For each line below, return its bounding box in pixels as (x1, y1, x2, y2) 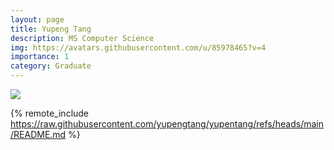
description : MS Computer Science (10, 33, 155, 43)
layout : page (10, 14, 65, 25)
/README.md (10, 129, 67, 140)
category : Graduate (10, 61, 92, 71)
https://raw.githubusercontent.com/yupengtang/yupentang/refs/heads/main (10, 118, 324, 130)
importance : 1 (10, 52, 70, 62)
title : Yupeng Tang (10, 24, 92, 34)
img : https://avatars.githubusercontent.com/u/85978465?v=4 (10, 42, 267, 53)
